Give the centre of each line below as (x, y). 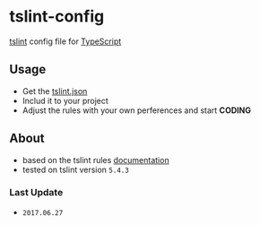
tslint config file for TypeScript (65, 41)
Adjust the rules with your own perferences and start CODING (136, 110)
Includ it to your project (65, 100)
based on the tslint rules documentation (95, 160)
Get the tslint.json (55, 91)
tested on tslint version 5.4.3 (76, 169)
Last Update (36, 193)
